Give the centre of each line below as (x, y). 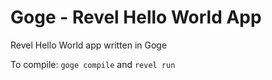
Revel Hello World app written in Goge (89, 45)
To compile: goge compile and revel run (93, 64)
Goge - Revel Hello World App (136, 17)
